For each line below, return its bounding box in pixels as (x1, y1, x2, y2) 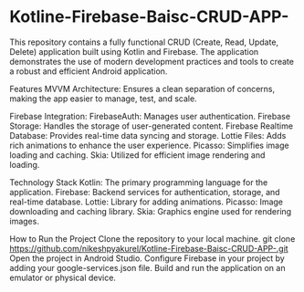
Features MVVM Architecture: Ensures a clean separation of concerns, (9, 83, 276, 94)
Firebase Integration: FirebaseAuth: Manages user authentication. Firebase (9, 110, 290, 121)
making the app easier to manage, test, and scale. (9, 93, 198, 104)
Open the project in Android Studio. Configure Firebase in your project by (9, 253, 285, 264)
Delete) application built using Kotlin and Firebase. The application (9, 46, 259, 57)
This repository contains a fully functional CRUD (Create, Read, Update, (9, 36, 279, 47)
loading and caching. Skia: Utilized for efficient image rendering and (9, 149, 266, 161)
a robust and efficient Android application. (9, 66, 168, 77)
